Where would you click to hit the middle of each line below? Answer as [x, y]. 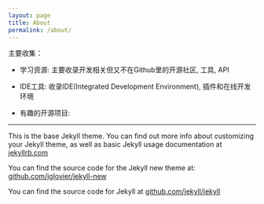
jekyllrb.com [28, 153]
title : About [29, 23]
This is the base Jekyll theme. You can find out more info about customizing [131, 136]
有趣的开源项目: [45, 113]
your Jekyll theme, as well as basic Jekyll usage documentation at [115, 144]
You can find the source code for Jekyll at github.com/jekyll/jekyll [114, 191]
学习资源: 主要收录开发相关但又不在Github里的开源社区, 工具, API [124, 70]
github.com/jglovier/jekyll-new [58, 177]
